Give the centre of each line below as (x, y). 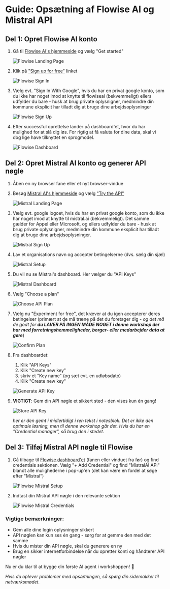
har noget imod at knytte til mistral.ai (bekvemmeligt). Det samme (81, 218)
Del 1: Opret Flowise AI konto (51, 39)
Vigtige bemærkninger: (35, 519)
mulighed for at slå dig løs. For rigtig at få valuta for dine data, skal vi (84, 132)
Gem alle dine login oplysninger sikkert (53, 529)
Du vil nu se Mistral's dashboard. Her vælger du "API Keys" (74, 274)
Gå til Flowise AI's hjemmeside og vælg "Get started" (68, 51)
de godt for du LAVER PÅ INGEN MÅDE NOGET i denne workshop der (86, 324)
